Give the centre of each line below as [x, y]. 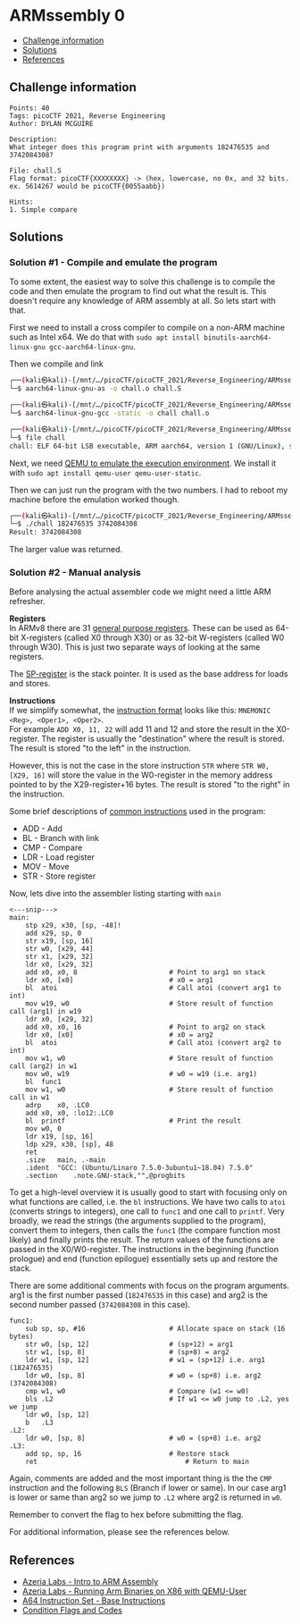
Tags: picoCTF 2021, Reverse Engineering [87, 116]
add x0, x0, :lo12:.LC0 [70, 1114]
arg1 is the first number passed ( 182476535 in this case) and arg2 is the [138, 1295]
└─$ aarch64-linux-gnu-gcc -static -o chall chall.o [109, 413]
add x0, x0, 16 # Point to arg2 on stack [146, 1027]
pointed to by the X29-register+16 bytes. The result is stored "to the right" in [150, 785]
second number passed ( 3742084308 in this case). [100, 1305]
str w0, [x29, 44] [59, 949]
